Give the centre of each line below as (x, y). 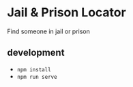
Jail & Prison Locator (66, 13)
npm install (34, 69)
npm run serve (37, 77)
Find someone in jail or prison (49, 31)
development (36, 53)
